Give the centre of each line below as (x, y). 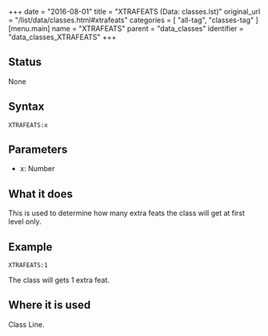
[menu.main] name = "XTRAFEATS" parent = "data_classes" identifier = (126, 28)
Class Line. (26, 324)
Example (30, 247)
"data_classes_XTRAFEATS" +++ (62, 37)
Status (25, 62)
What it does (41, 194)
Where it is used (50, 305)
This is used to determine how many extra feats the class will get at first (127, 213)
